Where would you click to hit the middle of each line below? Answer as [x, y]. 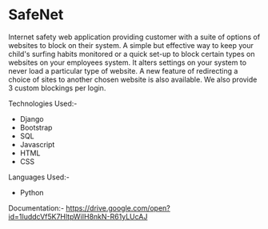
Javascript [37, 144]
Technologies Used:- [43, 103]
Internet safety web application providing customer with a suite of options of [134, 37]
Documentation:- [36, 208]
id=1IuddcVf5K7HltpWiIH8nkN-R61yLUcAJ [78, 216]
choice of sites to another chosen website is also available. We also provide [133, 79]
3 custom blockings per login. [57, 88]
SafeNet [36, 15]
